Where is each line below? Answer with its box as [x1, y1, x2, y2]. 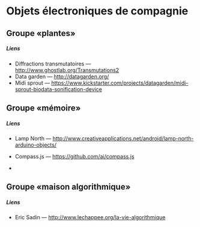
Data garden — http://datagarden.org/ [14, 73, 109, 80]
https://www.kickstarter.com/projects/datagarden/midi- [50, 79, 189, 86]
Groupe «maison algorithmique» [6, 182, 131, 192]
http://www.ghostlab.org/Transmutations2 [14, 66, 120, 73]
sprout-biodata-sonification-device [14, 85, 102, 92]
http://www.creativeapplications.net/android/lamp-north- [52, 135, 194, 142]
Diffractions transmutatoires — [14, 60, 91, 67]
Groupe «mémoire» [6, 103, 81, 113]
